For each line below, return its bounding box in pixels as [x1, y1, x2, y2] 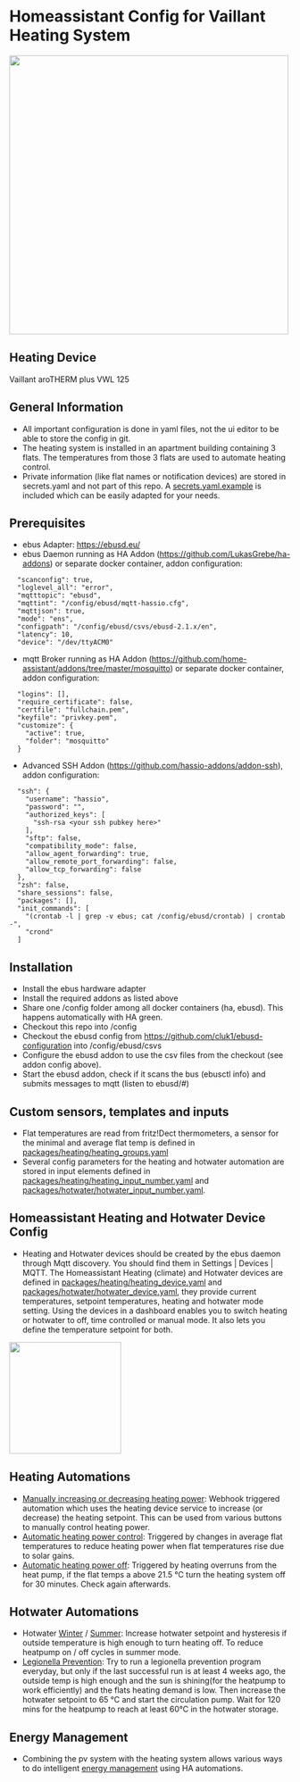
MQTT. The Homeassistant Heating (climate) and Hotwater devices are [21, 1267, 284, 1278]
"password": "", [25, 803, 87, 812]
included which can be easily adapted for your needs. [21, 489, 221, 501]
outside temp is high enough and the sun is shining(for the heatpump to [21, 1676, 286, 1686]
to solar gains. [21, 1550, 75, 1561]
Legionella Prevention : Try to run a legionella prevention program [21, 1656, 262, 1667]
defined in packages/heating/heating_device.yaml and [21, 1277, 222, 1287]
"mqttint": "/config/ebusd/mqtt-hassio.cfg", [17, 599, 190, 608]
